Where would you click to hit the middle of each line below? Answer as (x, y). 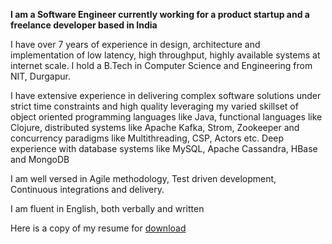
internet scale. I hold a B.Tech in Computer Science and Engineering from (161, 65)
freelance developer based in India (84, 25)
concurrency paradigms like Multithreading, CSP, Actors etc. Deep (147, 138)
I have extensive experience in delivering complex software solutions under (166, 95)
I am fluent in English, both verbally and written (107, 208)
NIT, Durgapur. (40, 76)
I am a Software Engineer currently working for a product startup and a (160, 14)
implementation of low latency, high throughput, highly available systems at (165, 55)
